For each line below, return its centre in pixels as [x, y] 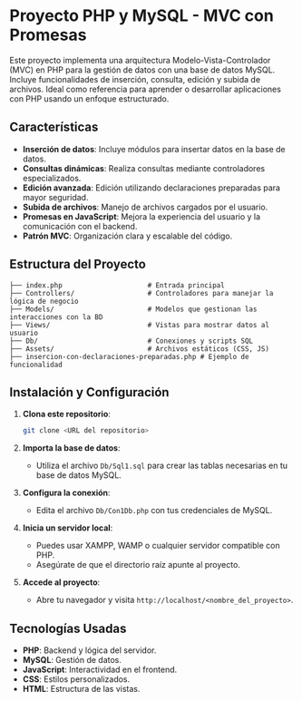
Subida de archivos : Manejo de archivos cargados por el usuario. [145, 207]
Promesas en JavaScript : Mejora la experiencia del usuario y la [141, 216]
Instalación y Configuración [89, 392]
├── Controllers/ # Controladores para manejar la [141, 293]
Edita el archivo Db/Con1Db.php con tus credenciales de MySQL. [154, 511]
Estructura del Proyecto [78, 264]
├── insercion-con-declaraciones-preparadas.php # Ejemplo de [129, 356]
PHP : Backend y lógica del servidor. [89, 650]
